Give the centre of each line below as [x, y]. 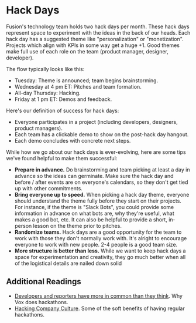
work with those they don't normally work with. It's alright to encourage [101, 238]
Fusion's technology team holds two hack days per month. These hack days [98, 26]
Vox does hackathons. [41, 302]
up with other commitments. [49, 188]
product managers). [38, 128]
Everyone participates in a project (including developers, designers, [96, 122]
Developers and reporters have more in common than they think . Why [99, 296]
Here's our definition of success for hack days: [63, 110]
